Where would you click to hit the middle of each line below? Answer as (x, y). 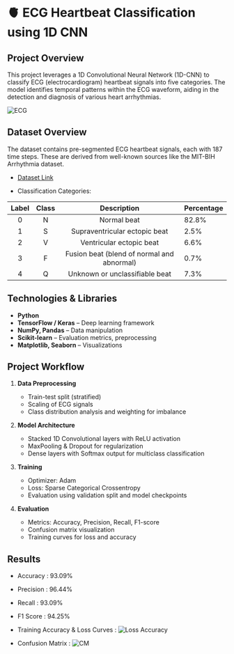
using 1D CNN (48, 32)
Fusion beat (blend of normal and (119, 254)
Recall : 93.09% (40, 603)
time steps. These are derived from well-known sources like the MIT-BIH (111, 156)
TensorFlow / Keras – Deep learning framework (86, 322)
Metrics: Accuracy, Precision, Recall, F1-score (94, 522)
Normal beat (120, 219)
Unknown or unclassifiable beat (120, 274)
